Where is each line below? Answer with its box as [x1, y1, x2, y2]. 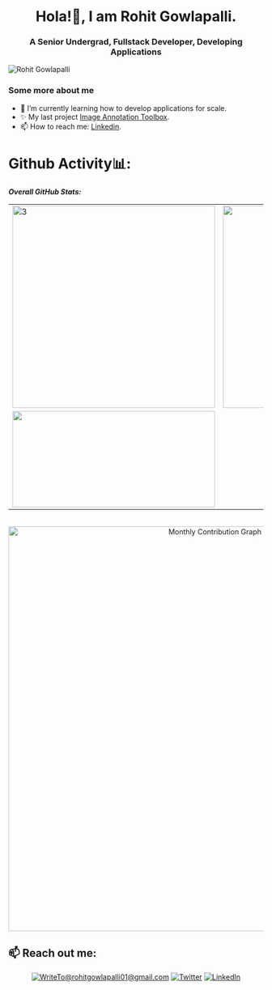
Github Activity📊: [8, 154, 132, 172]
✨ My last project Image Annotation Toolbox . [19, 112, 170, 121]
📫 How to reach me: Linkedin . [19, 121, 121, 131]
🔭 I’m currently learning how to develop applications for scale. [19, 103, 227, 113]
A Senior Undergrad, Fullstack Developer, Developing [29, 36, 243, 48]
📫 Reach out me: [8, 946, 97, 960]
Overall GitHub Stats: [8, 186, 82, 197]
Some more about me [8, 85, 95, 96]
